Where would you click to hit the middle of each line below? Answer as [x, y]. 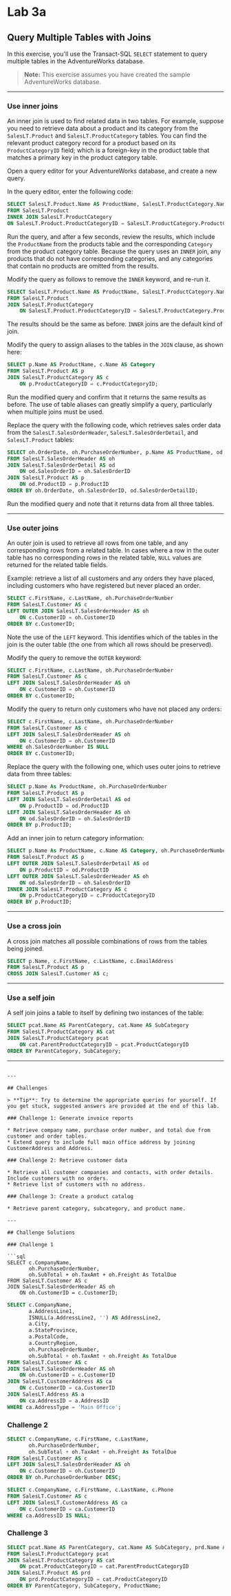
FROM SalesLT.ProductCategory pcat [58, 1554]
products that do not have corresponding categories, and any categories [110, 258]
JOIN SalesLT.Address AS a [46, 1394]
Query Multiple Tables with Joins [79, 38]
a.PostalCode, [49, 1337]
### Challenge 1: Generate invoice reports [70, 1118]
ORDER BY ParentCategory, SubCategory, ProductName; [84, 1586]
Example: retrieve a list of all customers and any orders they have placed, [111, 578]
